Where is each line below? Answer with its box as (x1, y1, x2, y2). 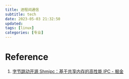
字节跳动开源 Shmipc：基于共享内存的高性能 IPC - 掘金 (12, 68, 124, 74)
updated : (5, 21, 23, 26)
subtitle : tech (5, 12, 36, 17)
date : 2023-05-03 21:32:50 (5, 16, 61, 21)
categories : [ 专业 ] (5, 30, 44, 35)
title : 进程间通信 (5, 7, 39, 12)
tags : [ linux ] (5, 26, 34, 31)
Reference (5, 51, 48, 63)
